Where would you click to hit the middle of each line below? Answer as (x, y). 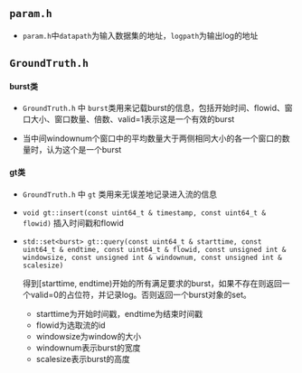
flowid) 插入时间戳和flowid (73, 223)
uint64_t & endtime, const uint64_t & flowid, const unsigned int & (154, 249)
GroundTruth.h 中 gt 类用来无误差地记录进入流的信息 (120, 194)
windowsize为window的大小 (89, 336)
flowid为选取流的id (71, 325)
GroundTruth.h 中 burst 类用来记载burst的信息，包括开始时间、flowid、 (153, 108)
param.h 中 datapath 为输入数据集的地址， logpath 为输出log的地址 (140, 35)
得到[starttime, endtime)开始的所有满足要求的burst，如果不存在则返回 (152, 283)
